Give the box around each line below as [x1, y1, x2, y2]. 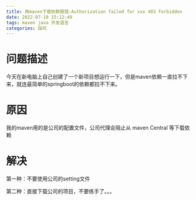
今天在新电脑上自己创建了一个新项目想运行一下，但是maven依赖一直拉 [6, 73, 178, 80]
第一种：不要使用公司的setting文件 [6, 175, 90, 182]
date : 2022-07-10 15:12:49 [6, 14, 73, 20]
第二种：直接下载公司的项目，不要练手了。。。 [6, 188, 115, 195]
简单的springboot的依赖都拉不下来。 [31, 80, 121, 88]
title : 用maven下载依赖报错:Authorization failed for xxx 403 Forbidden [6, 8, 182, 15]
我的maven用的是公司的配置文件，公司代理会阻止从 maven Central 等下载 [6, 124, 185, 131]
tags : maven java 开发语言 [6, 20, 69, 25]
